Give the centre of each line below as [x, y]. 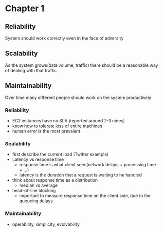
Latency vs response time [38, 159]
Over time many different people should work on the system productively [78, 97]
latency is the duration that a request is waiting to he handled [81, 175]
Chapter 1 [25, 9]
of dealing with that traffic [31, 70]
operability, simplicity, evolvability [46, 224]
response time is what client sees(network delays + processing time [88, 165]
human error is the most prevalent [46, 131]
